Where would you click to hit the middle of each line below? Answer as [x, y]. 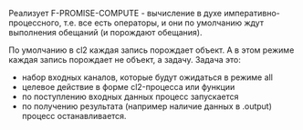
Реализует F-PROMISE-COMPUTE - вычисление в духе [115, 13]
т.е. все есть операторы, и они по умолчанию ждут [163, 23]
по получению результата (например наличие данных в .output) [147, 106]
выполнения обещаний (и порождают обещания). [105, 32]
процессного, [35, 23]
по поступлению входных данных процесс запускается [130, 96]
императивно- [252, 13]
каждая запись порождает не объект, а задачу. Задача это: [125, 60]
